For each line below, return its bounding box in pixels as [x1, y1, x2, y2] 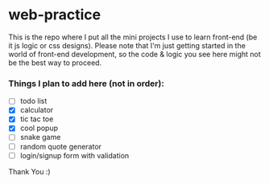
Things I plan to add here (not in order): [8, 78, 165, 89]
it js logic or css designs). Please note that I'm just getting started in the [8, 40, 246, 50]
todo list [19, 96, 48, 106]
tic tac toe [19, 114, 54, 124]
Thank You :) [8, 166, 51, 176]
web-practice [8, 6, 101, 24]
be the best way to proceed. [8, 58, 102, 67]
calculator [19, 105, 54, 115]
